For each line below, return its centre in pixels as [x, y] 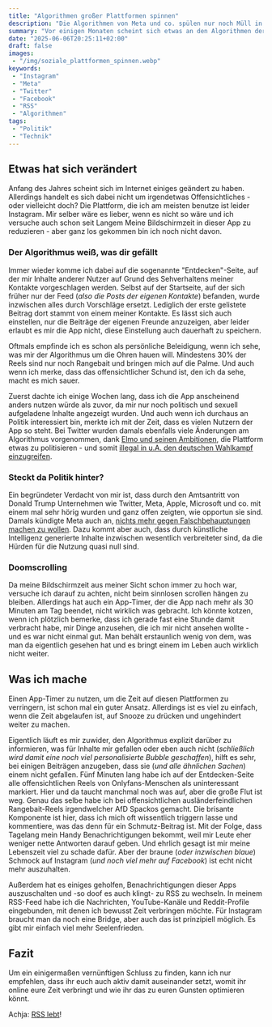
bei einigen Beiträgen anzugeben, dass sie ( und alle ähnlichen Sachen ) [127, 766]
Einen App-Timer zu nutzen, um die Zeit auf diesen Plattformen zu [119, 699]
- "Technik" [32, 136]
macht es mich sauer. [44, 380]
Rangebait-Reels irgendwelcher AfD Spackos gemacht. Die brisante [121, 809]
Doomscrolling [38, 567]
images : [21, 53]
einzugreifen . [30, 456]
